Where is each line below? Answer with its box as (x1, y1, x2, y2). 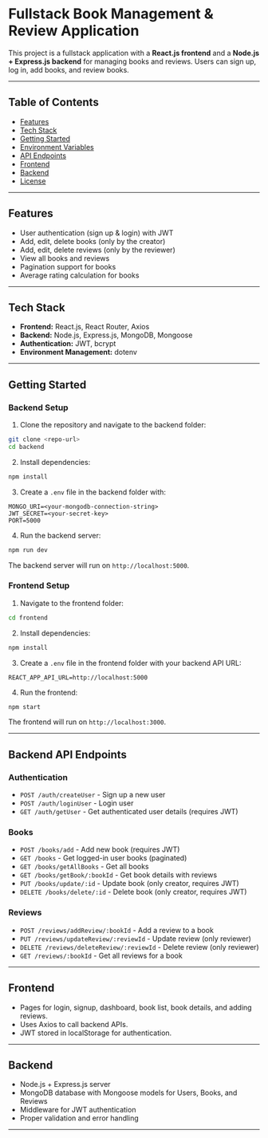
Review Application (8, 22, 140, 40)
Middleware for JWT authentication (19, 1105, 136, 1115)
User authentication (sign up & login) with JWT (19, 228, 174, 238)
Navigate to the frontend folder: (19, 598, 124, 608)
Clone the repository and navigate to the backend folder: (19, 420, 207, 430)
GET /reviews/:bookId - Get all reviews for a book (19, 951, 183, 960)
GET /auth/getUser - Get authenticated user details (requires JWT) (19, 807, 238, 817)
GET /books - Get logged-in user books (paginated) (19, 853, 187, 863)
